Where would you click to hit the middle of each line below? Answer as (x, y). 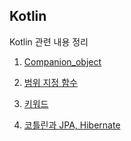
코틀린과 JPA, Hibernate (72, 125)
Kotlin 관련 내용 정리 (49, 41)
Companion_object (62, 61)
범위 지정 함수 (50, 82)
